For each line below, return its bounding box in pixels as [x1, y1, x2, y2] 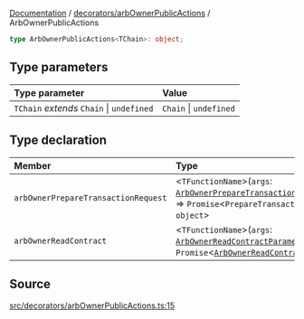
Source [9, 276, 52, 292]
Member [14, 159, 52, 172]
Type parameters [9, 60, 109, 75]
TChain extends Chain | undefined [14, 101, 154, 114]
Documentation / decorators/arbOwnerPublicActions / [9, 8, 211, 18]
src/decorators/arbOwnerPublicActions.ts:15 [9, 300, 175, 311]
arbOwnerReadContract [14, 235, 107, 246]
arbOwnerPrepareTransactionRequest [14, 192, 167, 202]
